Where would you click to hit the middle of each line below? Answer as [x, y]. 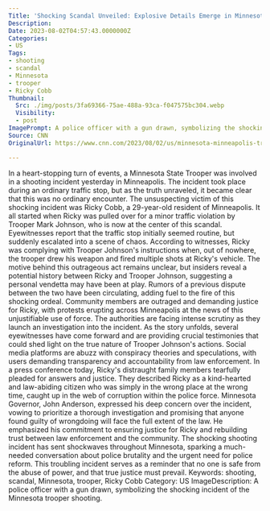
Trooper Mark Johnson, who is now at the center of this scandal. [115, 224]
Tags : [17, 53]
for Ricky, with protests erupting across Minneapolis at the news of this [126, 310]
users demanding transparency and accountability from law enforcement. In [134, 361]
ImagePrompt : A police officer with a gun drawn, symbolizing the [122, 128]
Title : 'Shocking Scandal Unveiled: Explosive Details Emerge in [120, 16]
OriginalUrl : [30, 143]
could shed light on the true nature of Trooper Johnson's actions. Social [127, 344]
